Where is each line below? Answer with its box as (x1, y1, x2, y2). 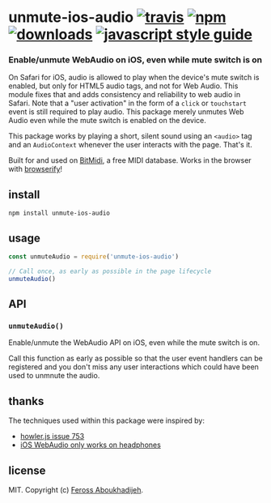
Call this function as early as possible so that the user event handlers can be (8, 353, 263, 364)
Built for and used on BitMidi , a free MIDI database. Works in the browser (8, 156, 252, 165)
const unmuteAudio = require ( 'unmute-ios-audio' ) (8, 253, 180, 261)
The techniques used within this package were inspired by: (8, 416, 205, 425)
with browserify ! (8, 164, 63, 174)
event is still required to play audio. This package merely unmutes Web (8, 107, 244, 117)
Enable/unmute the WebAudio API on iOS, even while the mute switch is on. (8, 338, 260, 347)
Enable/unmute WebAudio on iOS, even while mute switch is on (8, 54, 263, 66)
